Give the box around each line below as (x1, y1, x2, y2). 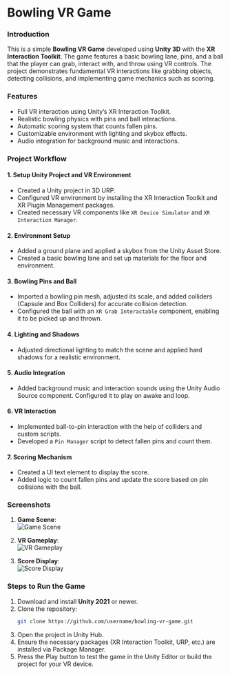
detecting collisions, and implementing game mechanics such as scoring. (7, 74, 216, 83)
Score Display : (17, 557, 60, 565)
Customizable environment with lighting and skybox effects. (17, 129, 187, 137)
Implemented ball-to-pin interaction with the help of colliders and (17, 422, 202, 430)
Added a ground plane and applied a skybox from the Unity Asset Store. (17, 247, 222, 255)
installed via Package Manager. (17, 645, 106, 653)
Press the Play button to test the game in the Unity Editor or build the (17, 652, 212, 661)
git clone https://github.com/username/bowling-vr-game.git (17, 618, 194, 625)
